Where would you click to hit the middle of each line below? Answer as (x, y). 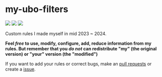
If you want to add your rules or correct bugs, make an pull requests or (78, 63)
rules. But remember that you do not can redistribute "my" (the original (81, 48)
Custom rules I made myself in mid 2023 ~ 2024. (56, 33)
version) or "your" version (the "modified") (52, 54)
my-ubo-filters (37, 9)
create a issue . (21, 69)
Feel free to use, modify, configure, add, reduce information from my (78, 43)
